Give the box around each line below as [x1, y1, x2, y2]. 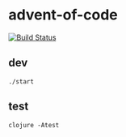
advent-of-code [8, 6, 119, 24]
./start [8, 77, 35, 86]
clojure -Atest [8, 121, 60, 129]
